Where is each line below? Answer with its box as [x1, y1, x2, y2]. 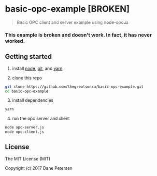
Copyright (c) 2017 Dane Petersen [5, 165, 72, 171]
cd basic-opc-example [5, 89, 49, 94]
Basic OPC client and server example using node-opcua [16, 19, 129, 25]
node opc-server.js [5, 125, 44, 130]
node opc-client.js [5, 129, 44, 134]
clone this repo [12, 75, 42, 80]
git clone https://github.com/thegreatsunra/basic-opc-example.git [5, 84, 144, 89]
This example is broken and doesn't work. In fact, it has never [5, 32, 152, 38]
